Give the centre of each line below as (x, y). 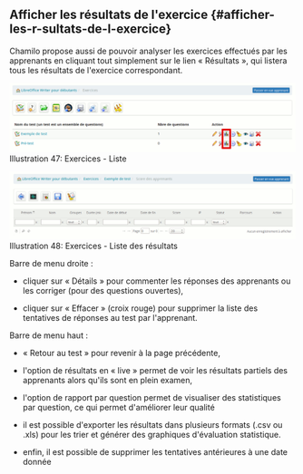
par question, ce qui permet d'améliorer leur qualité (118, 407)
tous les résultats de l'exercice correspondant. (96, 70)
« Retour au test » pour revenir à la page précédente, (121, 353)
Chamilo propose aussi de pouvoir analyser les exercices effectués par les (148, 51)
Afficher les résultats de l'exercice (109, 15)
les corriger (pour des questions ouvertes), (103, 290)
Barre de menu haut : (49, 335)
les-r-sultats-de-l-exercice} (91, 29)
